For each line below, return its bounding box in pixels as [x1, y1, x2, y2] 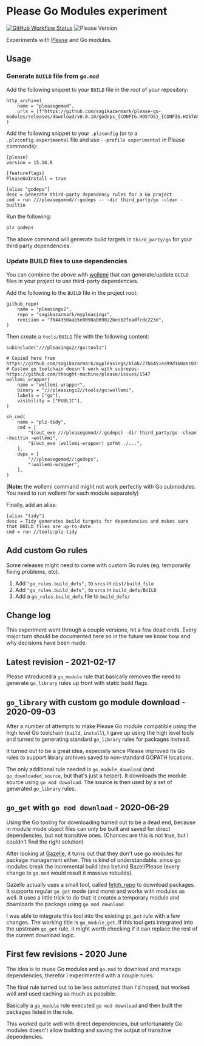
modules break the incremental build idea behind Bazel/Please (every [6, 862, 180, 870]
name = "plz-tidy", [17, 419, 67, 425]
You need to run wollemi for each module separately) [6, 489, 139, 497]
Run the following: [6, 213, 52, 220]
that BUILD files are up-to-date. [6, 523, 94, 529]
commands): [6, 142, 38, 150]
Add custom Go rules [6, 545, 88, 556]
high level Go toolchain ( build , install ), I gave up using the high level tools [6, 729, 194, 737]
